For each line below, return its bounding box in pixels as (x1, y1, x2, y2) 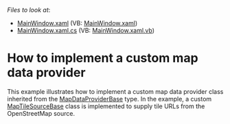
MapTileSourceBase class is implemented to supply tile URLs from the (7, 102, 205, 110)
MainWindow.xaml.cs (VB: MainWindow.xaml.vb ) (16, 27, 155, 34)
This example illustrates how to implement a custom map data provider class (7, 87, 224, 95)
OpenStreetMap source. (7, 109, 76, 117)
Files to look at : (7, 6, 51, 14)
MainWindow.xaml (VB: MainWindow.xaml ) (16, 19, 138, 27)
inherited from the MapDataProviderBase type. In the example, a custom (7, 95, 212, 103)
